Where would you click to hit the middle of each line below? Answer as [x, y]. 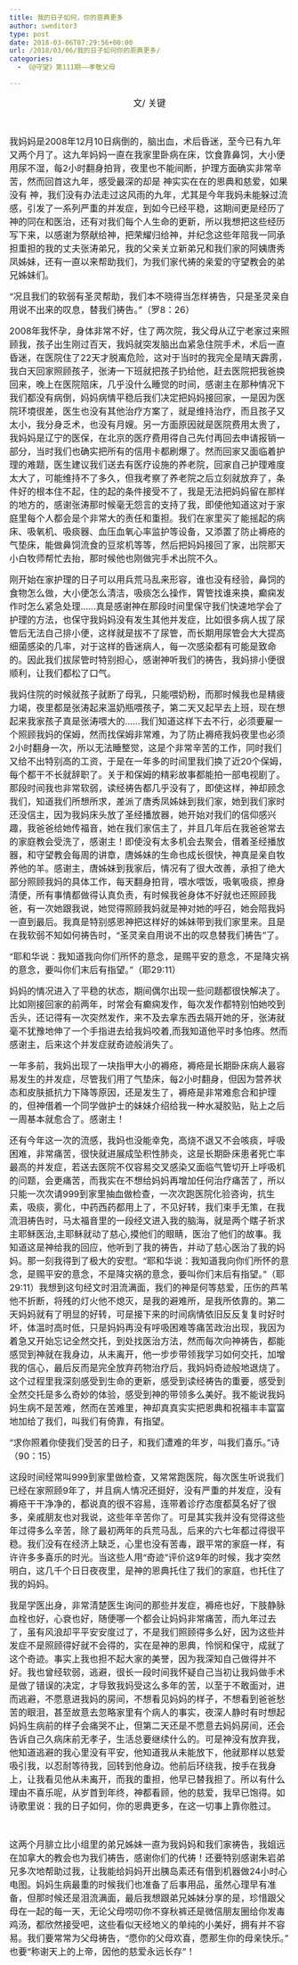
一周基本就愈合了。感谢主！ [68, 1119]
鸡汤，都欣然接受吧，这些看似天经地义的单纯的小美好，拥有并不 [143, 1925]
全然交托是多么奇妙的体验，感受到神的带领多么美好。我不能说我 [143, 1394]
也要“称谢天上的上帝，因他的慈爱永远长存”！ [102, 1952]
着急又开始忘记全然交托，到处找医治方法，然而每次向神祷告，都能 [148, 1341]
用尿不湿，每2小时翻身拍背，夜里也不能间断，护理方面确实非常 [141, 168]
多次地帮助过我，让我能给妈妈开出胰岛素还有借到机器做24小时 [148, 1871]
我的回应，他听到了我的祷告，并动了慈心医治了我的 [170, 1247]
